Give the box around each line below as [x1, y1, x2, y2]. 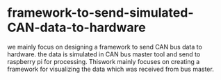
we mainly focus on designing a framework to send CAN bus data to [7, 42, 203, 51]
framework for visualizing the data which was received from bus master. [7, 65, 214, 73]
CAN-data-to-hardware [7, 19, 146, 35]
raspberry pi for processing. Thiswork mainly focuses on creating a [7, 57, 200, 65]
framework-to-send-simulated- [7, 5, 194, 21]
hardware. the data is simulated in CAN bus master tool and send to [7, 50, 201, 58]
